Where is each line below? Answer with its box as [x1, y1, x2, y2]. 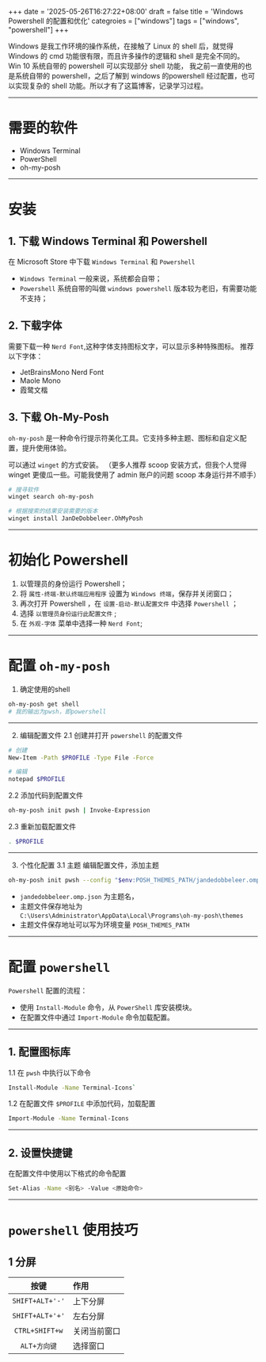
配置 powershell [8, 958, 111, 976]
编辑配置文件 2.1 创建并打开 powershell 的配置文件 [19, 730, 184, 740]
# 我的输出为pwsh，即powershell [8, 707, 107, 716]
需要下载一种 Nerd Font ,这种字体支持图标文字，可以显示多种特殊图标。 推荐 [8, 341, 255, 351]
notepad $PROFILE [8, 775, 66, 783]
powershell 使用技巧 [8, 1221, 139, 1239]
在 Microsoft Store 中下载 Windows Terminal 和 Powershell [8, 257, 196, 266]
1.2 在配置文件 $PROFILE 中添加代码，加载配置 [8, 1099, 156, 1108]
